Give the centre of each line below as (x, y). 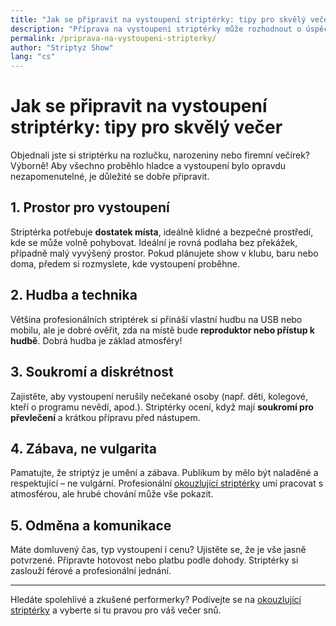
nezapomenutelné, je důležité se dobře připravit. (110, 177)
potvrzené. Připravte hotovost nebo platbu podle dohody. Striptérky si (154, 560)
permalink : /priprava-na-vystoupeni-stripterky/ (113, 38)
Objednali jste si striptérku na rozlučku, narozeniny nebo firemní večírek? (160, 155)
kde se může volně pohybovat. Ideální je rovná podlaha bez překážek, (154, 242)
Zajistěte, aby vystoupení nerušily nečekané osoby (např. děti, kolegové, (159, 396)
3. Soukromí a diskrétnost (92, 372)
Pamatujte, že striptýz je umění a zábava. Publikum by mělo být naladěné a (164, 473)
